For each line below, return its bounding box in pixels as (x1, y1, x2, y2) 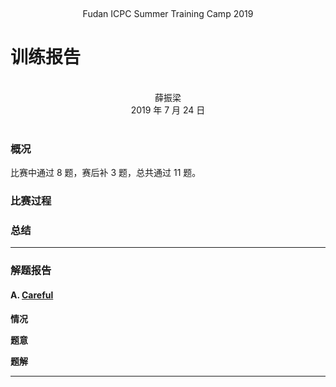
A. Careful (10, 289, 54, 301)
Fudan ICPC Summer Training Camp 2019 (82, 8, 254, 19)
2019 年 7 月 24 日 (130, 104, 206, 116)
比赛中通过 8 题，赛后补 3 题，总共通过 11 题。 (10, 167, 202, 179)
